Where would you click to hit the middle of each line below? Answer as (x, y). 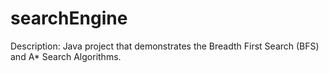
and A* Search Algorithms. (66, 56)
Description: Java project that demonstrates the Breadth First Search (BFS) (165, 46)
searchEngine (69, 18)
